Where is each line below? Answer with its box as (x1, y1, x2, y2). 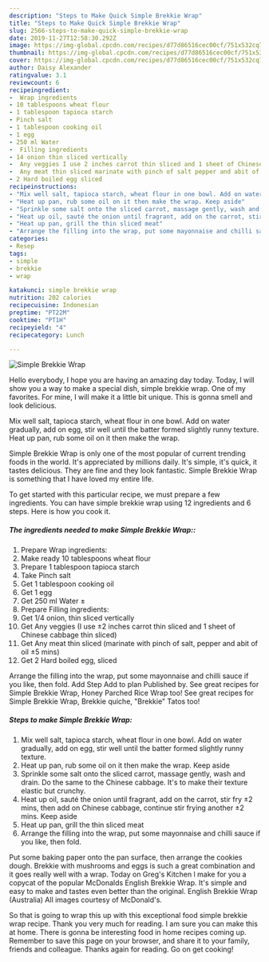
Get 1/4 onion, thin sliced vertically (20, 613, 135, 623)
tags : (9, 249, 27, 257)
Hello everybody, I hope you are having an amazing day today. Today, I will (9, 375, 255, 385)
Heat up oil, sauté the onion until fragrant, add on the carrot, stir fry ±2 (20, 795, 254, 804)
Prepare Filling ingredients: (20, 605, 109, 614)
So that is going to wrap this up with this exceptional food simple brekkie (9, 911, 248, 920)
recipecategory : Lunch (9, 331, 85, 339)
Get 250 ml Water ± (20, 597, 86, 606)
